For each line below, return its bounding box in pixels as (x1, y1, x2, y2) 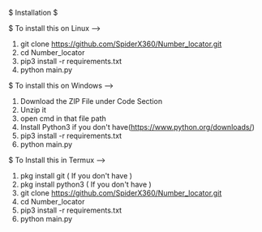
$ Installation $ (8, 8, 58, 17)
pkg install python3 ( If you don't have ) (19, 179, 152, 189)
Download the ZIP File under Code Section (19, 97, 163, 105)
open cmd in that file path (19, 114, 107, 123)
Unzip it (19, 105, 47, 114)
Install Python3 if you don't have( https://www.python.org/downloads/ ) (19, 122, 256, 131)
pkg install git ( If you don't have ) (19, 171, 132, 180)
